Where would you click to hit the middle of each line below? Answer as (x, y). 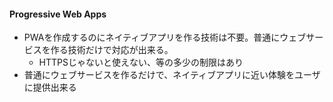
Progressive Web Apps (58, 14)
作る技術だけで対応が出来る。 (112, 50)
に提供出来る (50, 87)
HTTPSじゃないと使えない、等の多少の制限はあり (141, 62)
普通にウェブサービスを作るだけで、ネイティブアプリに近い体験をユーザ (172, 75)
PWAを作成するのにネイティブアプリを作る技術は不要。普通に (152, 37)
